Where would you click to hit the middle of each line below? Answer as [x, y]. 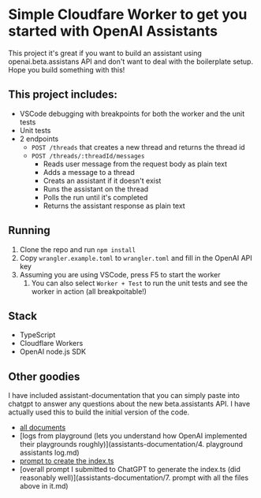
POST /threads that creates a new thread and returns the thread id [138, 147]
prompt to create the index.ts [67, 461]
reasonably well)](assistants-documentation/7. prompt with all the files [134, 478]
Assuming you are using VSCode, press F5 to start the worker [120, 274]
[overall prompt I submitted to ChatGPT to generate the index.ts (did [130, 470]
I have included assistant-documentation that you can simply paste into [124, 396]
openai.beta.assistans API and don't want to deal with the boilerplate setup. [131, 61]
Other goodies [44, 376]
